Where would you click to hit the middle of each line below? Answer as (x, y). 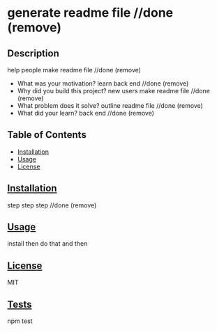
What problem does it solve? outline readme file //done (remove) (110, 105)
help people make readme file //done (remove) (74, 70)
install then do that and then (47, 244)
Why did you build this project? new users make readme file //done (114, 91)
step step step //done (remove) (52, 205)
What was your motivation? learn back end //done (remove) (103, 84)
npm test (20, 321)
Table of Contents (47, 135)
